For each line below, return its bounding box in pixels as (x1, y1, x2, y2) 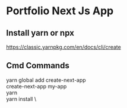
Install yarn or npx (6, 28, 74, 38)
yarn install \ (6, 95, 37, 102)
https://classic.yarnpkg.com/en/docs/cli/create (6, 43, 122, 50)
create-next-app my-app (6, 82, 67, 90)
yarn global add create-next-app (6, 76, 86, 84)
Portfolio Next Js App (6, 4, 114, 18)
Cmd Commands (6, 61, 69, 71)
